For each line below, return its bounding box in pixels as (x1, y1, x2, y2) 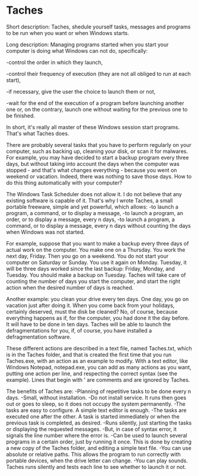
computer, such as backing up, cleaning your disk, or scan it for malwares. (6, 148, 189, 155)
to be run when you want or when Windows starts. (6, 29, 129, 36)
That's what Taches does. (6, 130, 69, 137)
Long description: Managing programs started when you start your (6, 41, 169, 48)
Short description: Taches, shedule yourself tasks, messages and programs (6, 23, 191, 30)
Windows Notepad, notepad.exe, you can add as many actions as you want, (6, 363, 191, 370)
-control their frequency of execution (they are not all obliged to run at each (6, 70, 191, 77)
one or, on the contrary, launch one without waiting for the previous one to (6, 106, 188, 113)
